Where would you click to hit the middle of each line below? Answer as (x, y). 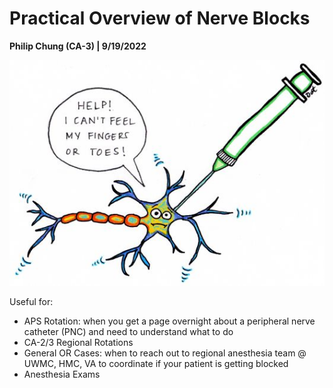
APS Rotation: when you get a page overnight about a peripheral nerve (169, 321)
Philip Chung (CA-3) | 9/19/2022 (78, 46)
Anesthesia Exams (62, 374)
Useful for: (31, 301)
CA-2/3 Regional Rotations (78, 342)
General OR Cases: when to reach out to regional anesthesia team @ (165, 353)
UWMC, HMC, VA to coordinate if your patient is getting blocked (156, 363)
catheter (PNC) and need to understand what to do (128, 331)
